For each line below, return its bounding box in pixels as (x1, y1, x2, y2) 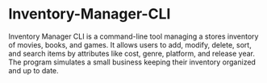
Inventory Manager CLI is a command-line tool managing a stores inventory (8, 31, 259, 41)
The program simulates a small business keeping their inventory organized (8, 57, 257, 67)
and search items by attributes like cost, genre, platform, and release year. (8, 48, 256, 58)
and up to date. (8, 65, 59, 75)
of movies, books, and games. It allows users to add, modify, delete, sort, (8, 39, 252, 49)
